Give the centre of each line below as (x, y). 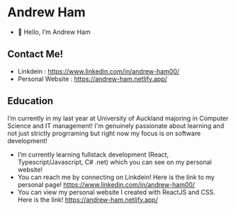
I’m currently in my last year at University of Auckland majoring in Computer (118, 118)
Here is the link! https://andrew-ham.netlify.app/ (88, 200)
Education (30, 101)
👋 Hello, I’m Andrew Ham (54, 32)
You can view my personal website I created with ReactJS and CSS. (116, 192)
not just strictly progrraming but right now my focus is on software (104, 133)
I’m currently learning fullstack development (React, (93, 154)
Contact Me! (35, 54)
